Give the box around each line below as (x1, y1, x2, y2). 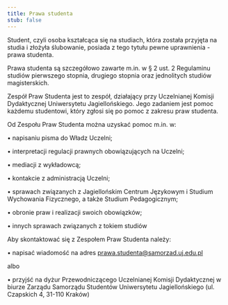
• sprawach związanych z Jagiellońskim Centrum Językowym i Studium (7, 187, 213, 195)
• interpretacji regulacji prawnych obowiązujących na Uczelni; (7, 147, 185, 155)
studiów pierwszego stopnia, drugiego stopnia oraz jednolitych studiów (7, 71, 212, 80)
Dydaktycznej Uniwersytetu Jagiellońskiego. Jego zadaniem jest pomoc (7, 99, 214, 107)
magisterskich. (7, 78, 50, 87)
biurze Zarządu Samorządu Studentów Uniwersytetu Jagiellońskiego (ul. (7, 282, 215, 291)
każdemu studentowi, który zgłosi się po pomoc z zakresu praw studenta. (7, 107, 219, 115)
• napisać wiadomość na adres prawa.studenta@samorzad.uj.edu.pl (7, 248, 204, 256)
